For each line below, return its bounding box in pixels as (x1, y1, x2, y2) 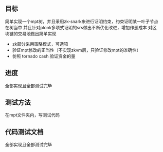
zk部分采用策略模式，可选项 (12, 41, 69, 47)
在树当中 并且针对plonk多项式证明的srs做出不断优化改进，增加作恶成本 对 (5, 24, 153, 30)
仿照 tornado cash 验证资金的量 (12, 53, 75, 59)
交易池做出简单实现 (18, 31, 56, 37)
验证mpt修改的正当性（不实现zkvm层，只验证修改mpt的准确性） (12, 47, 141, 53)
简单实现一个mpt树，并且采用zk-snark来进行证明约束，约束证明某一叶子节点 (5, 19, 159, 24)
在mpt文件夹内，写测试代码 (5, 112, 60, 118)
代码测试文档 (5, 128, 44, 136)
